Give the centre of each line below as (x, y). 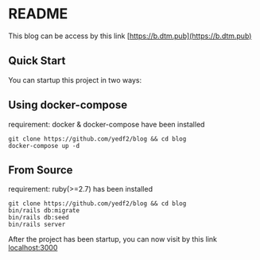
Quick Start (37, 61)
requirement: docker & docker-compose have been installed (107, 124)
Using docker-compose (68, 105)
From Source (41, 170)
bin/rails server (37, 225)
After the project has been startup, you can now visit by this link (113, 239)
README (38, 14)
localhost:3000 (33, 248)
